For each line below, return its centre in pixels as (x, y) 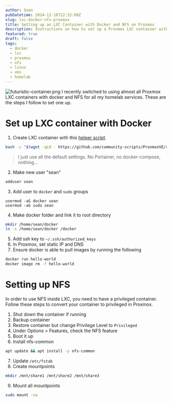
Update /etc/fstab (33, 361)
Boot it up (23, 336)
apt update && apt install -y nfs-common (50, 351)
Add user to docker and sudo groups (50, 191)
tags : (11, 44)
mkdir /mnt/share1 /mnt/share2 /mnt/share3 (52, 376)
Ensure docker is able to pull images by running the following (77, 250)
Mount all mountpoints (36, 386)
